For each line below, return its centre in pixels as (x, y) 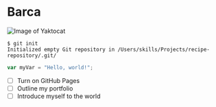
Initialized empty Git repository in (61, 49)
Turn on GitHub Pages (48, 80)
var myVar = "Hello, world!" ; (50, 67)
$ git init (23, 43)
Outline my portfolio (45, 88)
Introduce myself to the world (59, 96)
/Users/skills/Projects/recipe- (164, 49)
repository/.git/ (32, 56)
